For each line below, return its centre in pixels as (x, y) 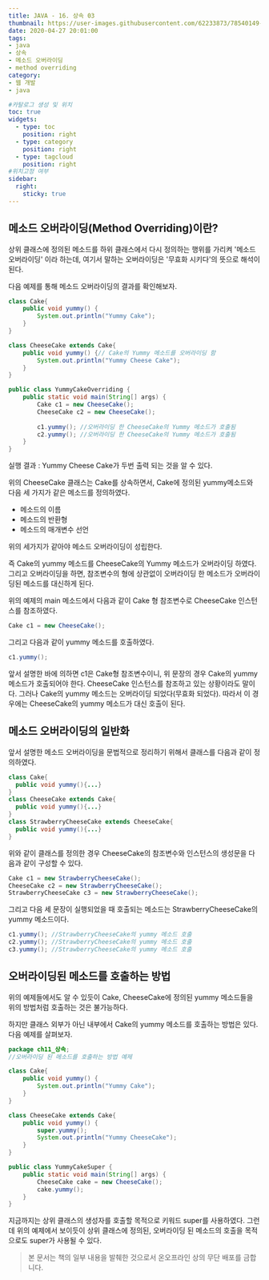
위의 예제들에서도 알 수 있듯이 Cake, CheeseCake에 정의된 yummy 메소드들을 (131, 997)
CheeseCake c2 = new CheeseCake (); (96, 412)
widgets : (23, 120)
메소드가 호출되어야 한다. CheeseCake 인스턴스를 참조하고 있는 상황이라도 (124, 683)
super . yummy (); (62, 1130)
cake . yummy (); (60, 1190)
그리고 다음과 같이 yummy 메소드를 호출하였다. (81, 642)
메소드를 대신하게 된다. (58, 584)
